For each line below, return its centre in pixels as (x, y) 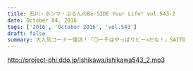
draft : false (26, 33)
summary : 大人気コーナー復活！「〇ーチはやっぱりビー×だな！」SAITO (96, 40)
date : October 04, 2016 (42, 20)
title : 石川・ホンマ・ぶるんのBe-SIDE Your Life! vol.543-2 (92, 14)
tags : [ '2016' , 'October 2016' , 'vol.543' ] (72, 27)
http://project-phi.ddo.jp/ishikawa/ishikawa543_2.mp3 (86, 60)
